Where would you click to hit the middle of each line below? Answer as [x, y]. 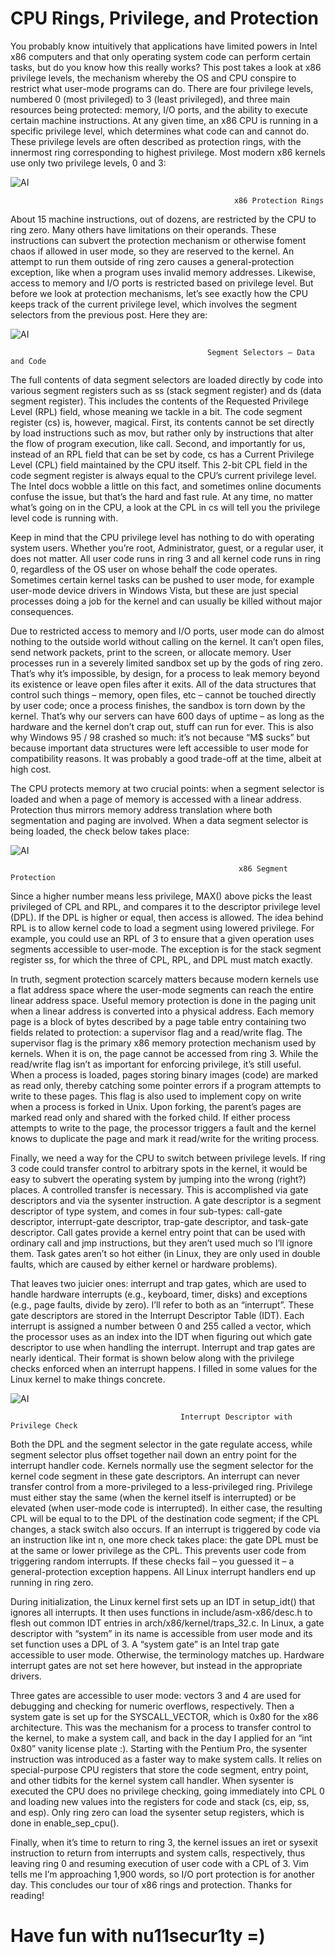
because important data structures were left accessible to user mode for [159, 748]
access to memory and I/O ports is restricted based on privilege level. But [162, 283]
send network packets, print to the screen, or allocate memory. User [151, 652]
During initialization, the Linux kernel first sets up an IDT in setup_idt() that [163, 1601]
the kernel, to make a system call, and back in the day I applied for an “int [161, 1738]
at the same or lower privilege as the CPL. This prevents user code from [158, 1550]
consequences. [42, 611]
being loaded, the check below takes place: [100, 831]
